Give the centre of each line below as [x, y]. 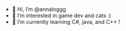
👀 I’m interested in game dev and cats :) [61, 15]
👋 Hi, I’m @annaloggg [39, 9]
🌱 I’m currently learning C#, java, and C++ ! [66, 22]
